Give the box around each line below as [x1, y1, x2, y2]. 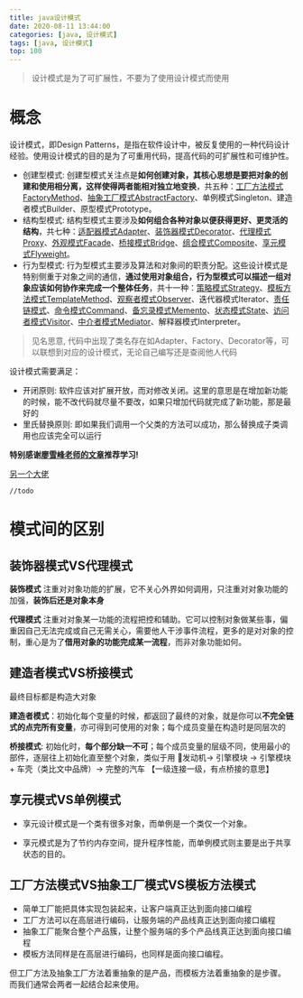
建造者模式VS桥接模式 [9, 665, 133, 681]
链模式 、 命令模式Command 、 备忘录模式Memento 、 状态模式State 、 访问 [22, 305, 290, 316]
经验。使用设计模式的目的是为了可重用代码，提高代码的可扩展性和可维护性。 [9, 151, 294, 162]
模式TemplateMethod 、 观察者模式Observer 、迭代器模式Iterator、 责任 [30, 294, 290, 305]
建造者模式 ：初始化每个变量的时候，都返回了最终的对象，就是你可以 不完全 [9, 710, 286, 721]
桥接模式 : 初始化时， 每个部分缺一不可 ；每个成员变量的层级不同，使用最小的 [9, 741, 290, 752]
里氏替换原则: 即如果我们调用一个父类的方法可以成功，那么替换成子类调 [22, 419, 289, 430]
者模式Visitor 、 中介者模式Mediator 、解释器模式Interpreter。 [22, 317, 246, 328]
